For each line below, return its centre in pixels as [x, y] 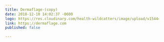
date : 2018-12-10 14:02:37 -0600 [39, 14]
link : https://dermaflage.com [36, 23]
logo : [10, 19]
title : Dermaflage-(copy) [31, 10]
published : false [23, 28]
